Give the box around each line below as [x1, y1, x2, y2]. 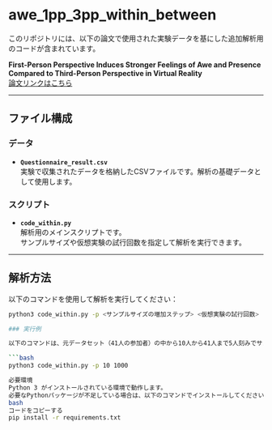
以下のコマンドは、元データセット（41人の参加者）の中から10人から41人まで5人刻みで [8, 339, 257, 347]
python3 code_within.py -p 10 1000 [8, 362, 129, 370]
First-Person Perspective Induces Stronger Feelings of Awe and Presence [8, 59, 261, 70]
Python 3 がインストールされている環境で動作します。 [8, 383, 168, 392]
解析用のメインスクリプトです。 [19, 227, 127, 236]
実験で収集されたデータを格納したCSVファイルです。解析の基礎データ [19, 166, 255, 176]
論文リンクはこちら [8, 78, 73, 87]
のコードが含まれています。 [8, 43, 100, 53]
